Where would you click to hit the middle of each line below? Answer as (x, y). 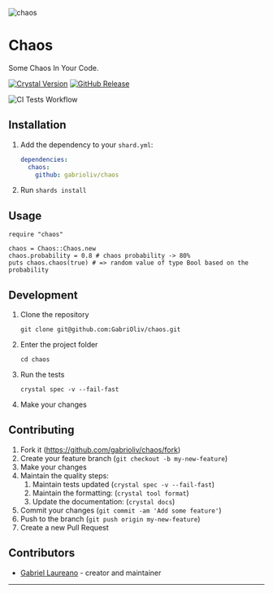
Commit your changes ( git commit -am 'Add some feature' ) (121, 510)
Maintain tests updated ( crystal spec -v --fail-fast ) (123, 484)
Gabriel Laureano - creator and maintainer (91, 573)
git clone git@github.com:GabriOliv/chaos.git (100, 329)
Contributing (41, 430)
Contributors (42, 553)
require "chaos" (36, 235)
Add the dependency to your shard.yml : (87, 144)
